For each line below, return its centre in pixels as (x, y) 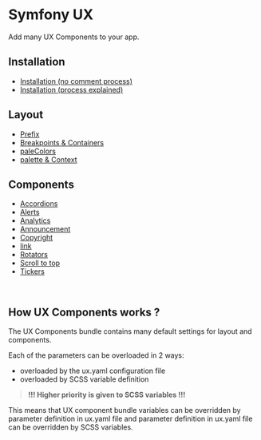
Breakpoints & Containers (62, 142)
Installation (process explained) (71, 89)
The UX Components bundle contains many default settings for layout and (130, 331)
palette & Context (48, 159)
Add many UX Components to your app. (74, 37)
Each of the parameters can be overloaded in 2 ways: (97, 355)
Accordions (39, 204)
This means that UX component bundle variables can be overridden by (125, 410)
